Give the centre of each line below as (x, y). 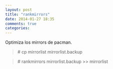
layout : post (19, 10)
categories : (17, 28)
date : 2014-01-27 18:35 (30, 19)
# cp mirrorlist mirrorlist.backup (50, 52)
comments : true (21, 24)
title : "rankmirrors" (28, 14)
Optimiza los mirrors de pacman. (39, 42)
